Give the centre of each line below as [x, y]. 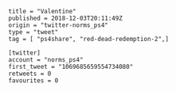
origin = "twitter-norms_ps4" [59, 25]
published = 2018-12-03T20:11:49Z [66, 18]
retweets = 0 [30, 74]
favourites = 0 [33, 81]
